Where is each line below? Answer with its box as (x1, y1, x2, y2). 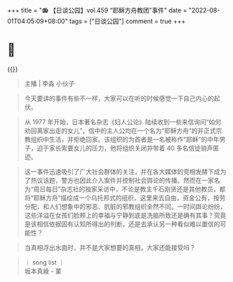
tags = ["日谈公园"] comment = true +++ (69, 17, 186, 25)
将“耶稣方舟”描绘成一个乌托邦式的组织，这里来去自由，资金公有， (24, 193, 214, 202)
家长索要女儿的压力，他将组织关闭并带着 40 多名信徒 (48, 144, 201, 152)
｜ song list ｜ (24, 258, 65, 267)
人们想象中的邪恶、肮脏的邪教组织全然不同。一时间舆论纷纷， (48, 202, 227, 211)
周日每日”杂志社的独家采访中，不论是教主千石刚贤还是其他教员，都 (33, 184, 226, 193)
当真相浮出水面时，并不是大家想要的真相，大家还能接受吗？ (24, 243, 196, 251)
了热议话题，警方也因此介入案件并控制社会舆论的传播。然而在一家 (24, 176, 214, 184)
